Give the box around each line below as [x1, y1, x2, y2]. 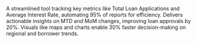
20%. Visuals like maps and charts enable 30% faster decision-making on [6, 24, 186, 31]
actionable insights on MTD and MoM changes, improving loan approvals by [6, 18, 191, 24]
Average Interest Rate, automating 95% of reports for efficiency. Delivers [6, 11, 183, 18]
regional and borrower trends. [6, 30, 78, 37]
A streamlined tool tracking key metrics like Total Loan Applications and [6, 5, 180, 12]
